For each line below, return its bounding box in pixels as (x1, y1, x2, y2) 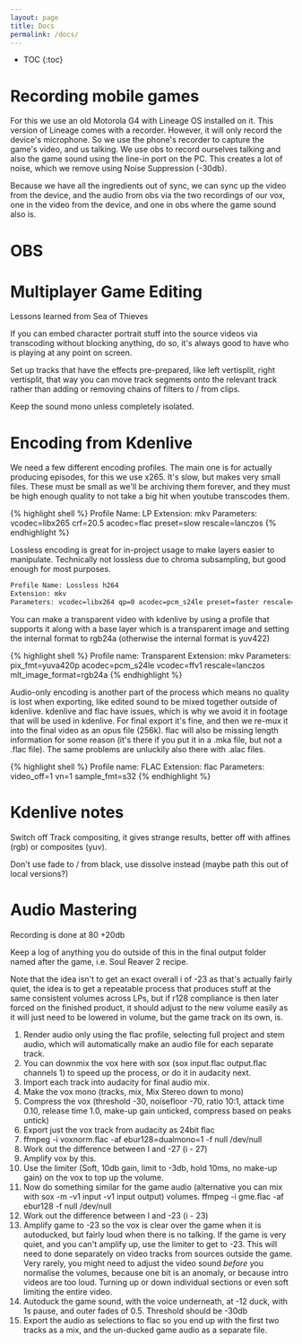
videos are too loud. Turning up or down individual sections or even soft (22, 1277, 289, 1288)
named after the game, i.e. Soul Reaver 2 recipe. (10, 956, 189, 967)
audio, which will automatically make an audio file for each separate (22, 1038, 274, 1049)
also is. (10, 209, 37, 220)
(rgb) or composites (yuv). (10, 841, 108, 852)
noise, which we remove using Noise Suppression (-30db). (10, 163, 228, 174)
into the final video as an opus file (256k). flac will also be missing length (10, 725, 279, 735)
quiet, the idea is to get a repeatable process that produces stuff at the (10, 983, 272, 993)
